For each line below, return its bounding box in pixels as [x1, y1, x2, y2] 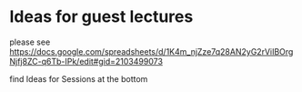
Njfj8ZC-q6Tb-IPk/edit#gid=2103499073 [9, 56, 164, 66]
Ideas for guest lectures [9, 6, 194, 27]
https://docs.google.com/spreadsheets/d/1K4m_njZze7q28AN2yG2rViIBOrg [9, 46, 294, 56]
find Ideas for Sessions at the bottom [9, 73, 148, 84]
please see [9, 36, 51, 47]
